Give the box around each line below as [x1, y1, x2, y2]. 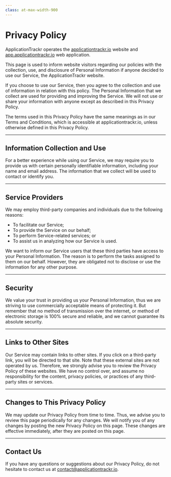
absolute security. [5, 319, 43, 324]
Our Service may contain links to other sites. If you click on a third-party [5, 351, 156, 357]
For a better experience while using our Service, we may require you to [5, 157, 154, 163]
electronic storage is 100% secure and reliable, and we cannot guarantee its [5, 313, 165, 319]
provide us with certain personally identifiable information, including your [5, 163, 159, 169]
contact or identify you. [5, 173, 54, 180]
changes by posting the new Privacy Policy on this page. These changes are [5, 423, 165, 429]
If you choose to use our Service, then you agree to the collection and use [5, 82, 161, 88]
